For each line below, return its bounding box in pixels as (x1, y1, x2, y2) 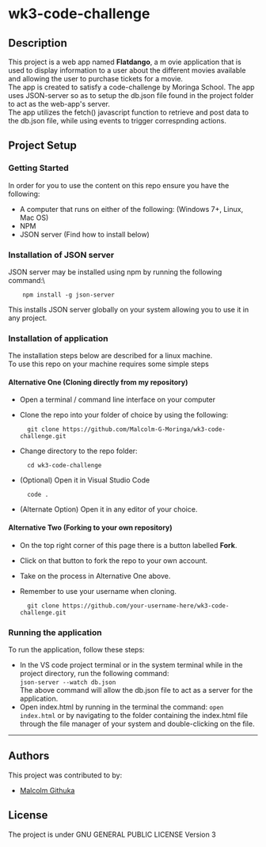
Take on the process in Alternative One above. (19, 571, 171, 580)
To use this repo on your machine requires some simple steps (8, 359, 210, 369)
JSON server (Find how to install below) (19, 229, 150, 239)
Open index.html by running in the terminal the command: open (19, 701, 224, 712)
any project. (8, 313, 47, 323)
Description (8, 36, 67, 50)
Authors (8, 749, 50, 763)
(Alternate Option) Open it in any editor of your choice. (19, 505, 198, 514)
